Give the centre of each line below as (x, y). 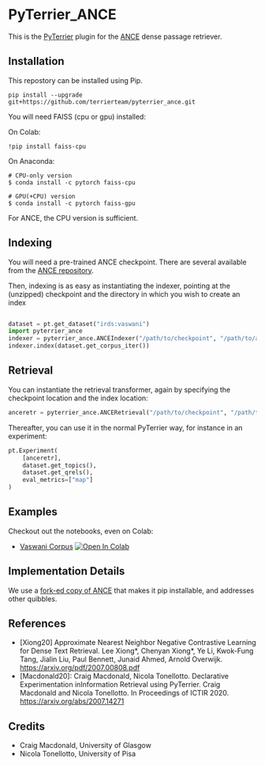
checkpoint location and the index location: (78, 398)
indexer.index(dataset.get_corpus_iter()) (79, 346)
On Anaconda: (32, 161)
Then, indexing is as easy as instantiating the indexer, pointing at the (119, 286)
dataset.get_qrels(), (58, 472)
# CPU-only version (40, 176)
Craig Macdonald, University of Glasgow (85, 745)
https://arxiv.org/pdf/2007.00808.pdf (80, 668)
